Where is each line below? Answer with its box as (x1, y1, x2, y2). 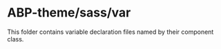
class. (7, 35, 24, 43)
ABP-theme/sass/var (7, 5, 131, 21)
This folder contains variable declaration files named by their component (7, 28, 214, 36)
